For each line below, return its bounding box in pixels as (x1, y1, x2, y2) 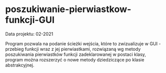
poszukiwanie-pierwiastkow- (5, 4, 132, 15)
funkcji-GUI (5, 14, 54, 26)
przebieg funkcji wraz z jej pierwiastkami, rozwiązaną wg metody (5, 46, 141, 52)
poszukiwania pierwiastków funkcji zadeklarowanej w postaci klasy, (5, 51, 146, 57)
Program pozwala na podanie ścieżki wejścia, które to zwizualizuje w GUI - (5, 40, 161, 46)
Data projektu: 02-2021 (5, 31, 53, 37)
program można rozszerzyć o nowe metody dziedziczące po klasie (5, 56, 145, 62)
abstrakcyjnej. (5, 62, 34, 68)
